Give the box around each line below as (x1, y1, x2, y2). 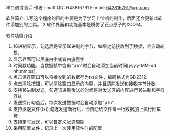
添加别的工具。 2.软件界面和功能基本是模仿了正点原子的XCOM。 (10, 22, 145, 28)
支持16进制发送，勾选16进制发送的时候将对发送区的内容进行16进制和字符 (13, 87, 165, 93)
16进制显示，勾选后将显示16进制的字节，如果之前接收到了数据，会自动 (13, 43, 160, 49)
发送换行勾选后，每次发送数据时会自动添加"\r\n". (13, 100, 115, 105)
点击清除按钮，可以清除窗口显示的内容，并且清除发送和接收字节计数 (13, 80, 156, 87)
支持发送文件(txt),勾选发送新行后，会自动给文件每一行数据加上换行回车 (13, 106, 161, 112)
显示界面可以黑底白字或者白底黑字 (13, 56, 85, 62)
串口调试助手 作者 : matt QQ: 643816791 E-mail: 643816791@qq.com (6, 5, 149, 10)
